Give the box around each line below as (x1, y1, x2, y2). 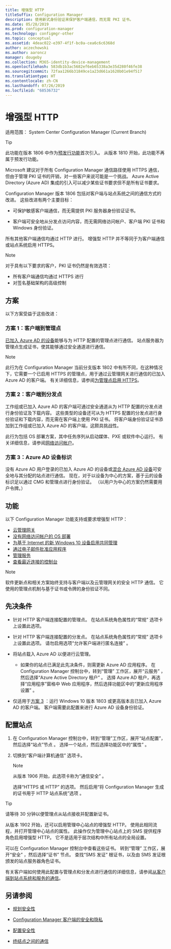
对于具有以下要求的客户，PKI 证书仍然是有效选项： (5, 263, 112, 269)
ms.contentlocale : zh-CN (5, 78, 58, 83)
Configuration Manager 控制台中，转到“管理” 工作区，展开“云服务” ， (20, 668, 165, 674)
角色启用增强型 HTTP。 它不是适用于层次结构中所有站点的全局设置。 (5, 834, 149, 840)
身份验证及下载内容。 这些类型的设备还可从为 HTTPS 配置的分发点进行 (9, 410, 158, 416)
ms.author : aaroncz (5, 50, 47, 55)
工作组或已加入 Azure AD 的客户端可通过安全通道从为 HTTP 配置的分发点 (5, 403, 158, 410)
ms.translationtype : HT (5, 74, 56, 79)
